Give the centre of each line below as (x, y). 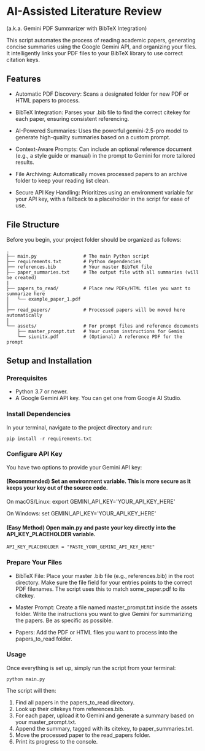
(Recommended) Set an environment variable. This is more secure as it (99, 481)
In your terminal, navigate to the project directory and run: (79, 427)
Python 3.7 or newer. (41, 391)
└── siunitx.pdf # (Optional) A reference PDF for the (100, 337)
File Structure (33, 225)
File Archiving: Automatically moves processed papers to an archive (101, 174)
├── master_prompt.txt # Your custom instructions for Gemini (101, 331)
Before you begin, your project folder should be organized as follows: (94, 239)
